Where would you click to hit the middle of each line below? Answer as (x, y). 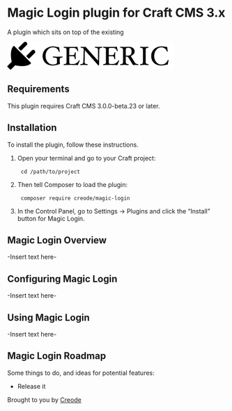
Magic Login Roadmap (57, 356)
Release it (31, 386)
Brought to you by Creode (44, 400)
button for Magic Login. (51, 218)
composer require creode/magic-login (75, 198)
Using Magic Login (48, 317)
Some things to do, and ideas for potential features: (81, 373)
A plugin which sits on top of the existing (65, 32)
